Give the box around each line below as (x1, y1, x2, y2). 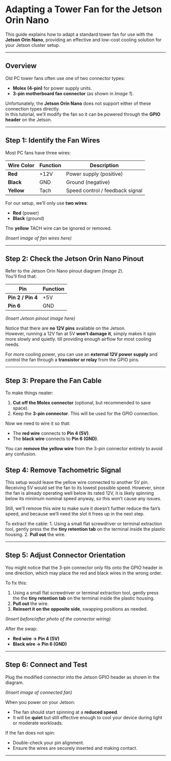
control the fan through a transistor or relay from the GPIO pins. (5, 357, 140, 363)
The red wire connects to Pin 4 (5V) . (12, 430, 90, 437)
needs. (5, 341, 20, 347)
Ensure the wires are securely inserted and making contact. (12, 745, 138, 751)
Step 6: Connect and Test (5, 661, 88, 669)
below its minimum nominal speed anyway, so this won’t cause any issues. (5, 496, 162, 501)
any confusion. (5, 451, 37, 457)
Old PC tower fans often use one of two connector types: (5, 75, 125, 81)
